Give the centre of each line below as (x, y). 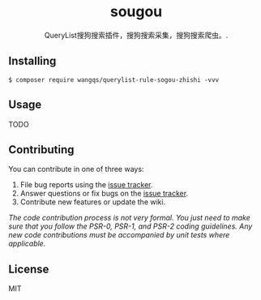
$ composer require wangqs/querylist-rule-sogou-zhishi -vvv (114, 79)
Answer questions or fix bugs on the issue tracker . (104, 194)
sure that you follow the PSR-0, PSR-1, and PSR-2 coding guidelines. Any (130, 226)
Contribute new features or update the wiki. (93, 202)
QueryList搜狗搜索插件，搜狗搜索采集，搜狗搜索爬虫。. (136, 35)
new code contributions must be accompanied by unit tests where (119, 235)
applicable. (27, 244)
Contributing (41, 150)
